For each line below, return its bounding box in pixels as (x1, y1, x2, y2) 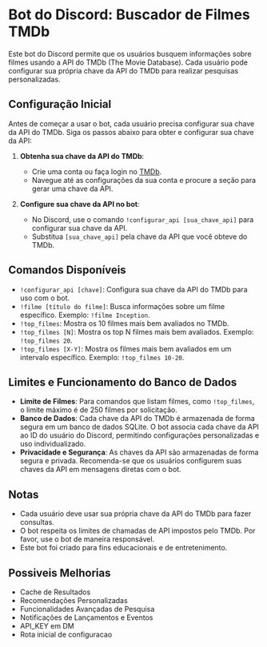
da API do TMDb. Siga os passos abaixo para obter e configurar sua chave (8, 127, 254, 137)
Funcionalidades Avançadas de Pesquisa (19, 605, 155, 613)
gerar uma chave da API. (31, 184, 114, 193)
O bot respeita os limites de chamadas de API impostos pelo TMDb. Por (19, 526, 256, 536)
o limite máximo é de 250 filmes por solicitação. (19, 405, 178, 415)
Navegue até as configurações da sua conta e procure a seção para (31, 175, 257, 185)
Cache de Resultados (19, 587, 91, 597)
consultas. (19, 518, 54, 527)
